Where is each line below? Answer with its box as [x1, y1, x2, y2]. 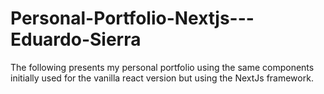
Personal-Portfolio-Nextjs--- [10, 7, 255, 30]
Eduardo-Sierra [10, 28, 142, 51]
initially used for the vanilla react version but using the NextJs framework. [10, 72, 314, 84]
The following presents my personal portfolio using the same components [10, 61, 315, 73]
